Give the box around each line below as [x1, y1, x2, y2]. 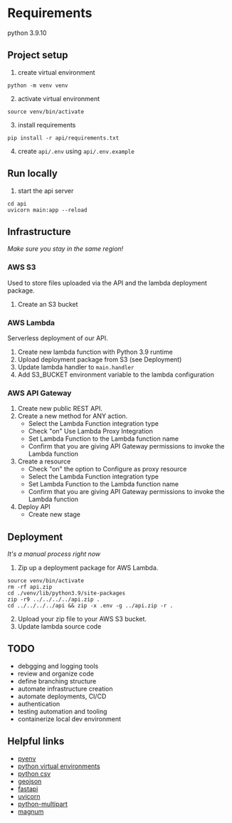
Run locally [7, 167, 58, 179]
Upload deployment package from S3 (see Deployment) [17, 355, 182, 364]
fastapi [17, 785, 38, 793]
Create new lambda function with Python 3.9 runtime [17, 347, 173, 356]
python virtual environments [17, 762, 101, 770]
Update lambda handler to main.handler [17, 362, 135, 371]
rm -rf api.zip [7, 584, 53, 591]
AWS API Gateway [7, 388, 72, 398]
